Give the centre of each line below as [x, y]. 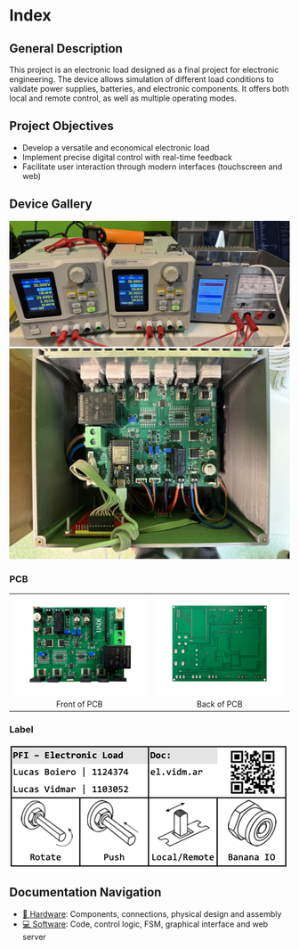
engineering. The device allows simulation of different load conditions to [141, 79]
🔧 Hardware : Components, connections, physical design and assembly [152, 913]
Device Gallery [51, 205]
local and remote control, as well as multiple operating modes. [123, 98]
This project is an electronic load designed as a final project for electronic [144, 70]
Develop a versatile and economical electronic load [116, 147]
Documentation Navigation [85, 892]
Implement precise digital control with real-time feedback [127, 157]
